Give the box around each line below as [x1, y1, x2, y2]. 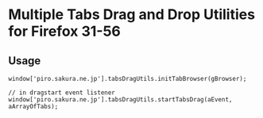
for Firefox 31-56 [8, 22, 122, 40]
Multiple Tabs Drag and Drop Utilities [8, 6, 256, 24]
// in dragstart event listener [8, 89, 115, 97]
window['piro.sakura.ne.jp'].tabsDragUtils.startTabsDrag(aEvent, [8, 96, 233, 104]
